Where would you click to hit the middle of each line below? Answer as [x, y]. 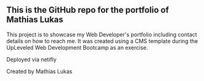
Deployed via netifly [32, 59]
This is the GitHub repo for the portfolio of [88, 10]
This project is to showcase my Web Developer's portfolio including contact [102, 34]
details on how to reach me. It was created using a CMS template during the [102, 41]
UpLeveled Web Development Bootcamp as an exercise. [77, 47]
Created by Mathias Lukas [39, 71]
